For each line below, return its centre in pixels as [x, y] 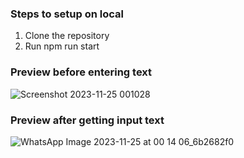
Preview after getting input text [87, 120]
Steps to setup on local [67, 14]
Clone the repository [67, 36]
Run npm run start [62, 46]
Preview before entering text [81, 72]
